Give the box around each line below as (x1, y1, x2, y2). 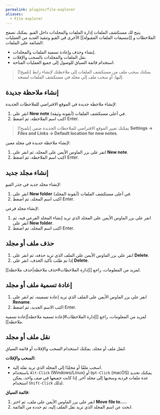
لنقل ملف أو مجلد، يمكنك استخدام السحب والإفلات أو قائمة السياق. (5, 346, 126, 352)
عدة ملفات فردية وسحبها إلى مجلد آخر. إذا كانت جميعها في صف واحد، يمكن (12, 375, 149, 381)
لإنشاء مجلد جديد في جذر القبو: (5, 181, 61, 187)
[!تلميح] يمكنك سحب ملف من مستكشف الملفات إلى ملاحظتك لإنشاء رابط (17, 69, 151, 75)
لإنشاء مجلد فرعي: (5, 205, 39, 211)
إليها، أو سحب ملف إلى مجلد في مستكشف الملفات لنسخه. (17, 74, 124, 80)
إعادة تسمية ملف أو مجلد (5, 281, 72, 289)
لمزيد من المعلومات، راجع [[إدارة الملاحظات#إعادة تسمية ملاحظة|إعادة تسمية (5, 313, 146, 319)
